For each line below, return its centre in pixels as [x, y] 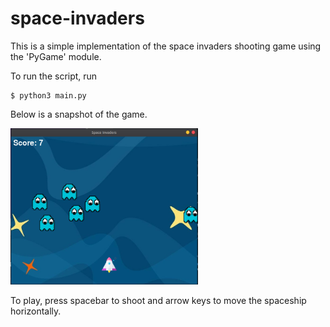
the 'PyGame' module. [56, 56]
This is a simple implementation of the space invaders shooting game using [166, 46]
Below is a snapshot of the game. [79, 114]
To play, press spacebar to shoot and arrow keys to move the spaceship [158, 300]
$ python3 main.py [48, 95]
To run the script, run [54, 76]
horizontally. [36, 311]
